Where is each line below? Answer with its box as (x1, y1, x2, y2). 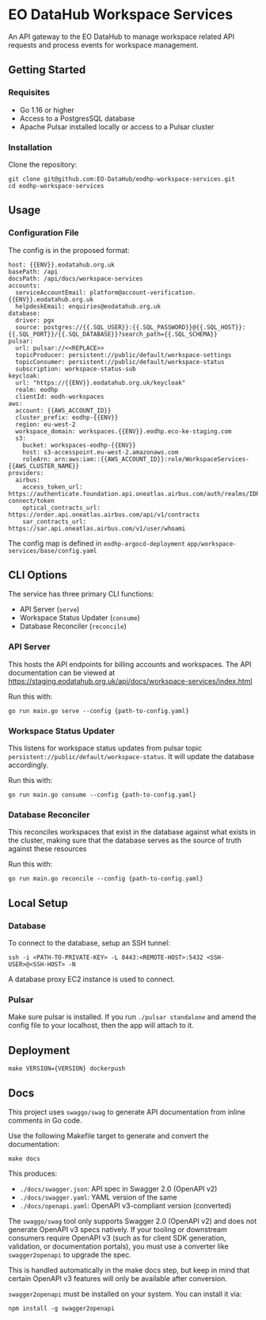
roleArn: (22, 455, 51, 463)
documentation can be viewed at (8, 668, 116, 677)
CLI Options (8, 569, 67, 581)
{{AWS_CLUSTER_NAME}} (8, 462, 80, 470)
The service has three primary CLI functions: (8, 589, 154, 599)
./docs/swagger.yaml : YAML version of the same (19, 1192, 177, 1202)
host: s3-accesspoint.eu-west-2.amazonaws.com (22, 448, 179, 456)
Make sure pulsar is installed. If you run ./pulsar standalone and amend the (8, 1012, 256, 1022)
